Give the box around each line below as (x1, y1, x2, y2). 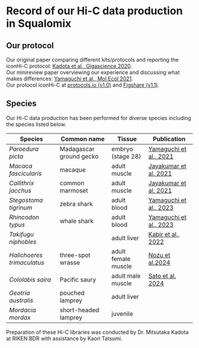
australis (9, 296, 34, 304)
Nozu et (148, 251, 171, 259)
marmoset (59, 186, 88, 194)
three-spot (59, 251, 91, 259)
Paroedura (9, 144, 39, 153)
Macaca (9, 162, 33, 170)
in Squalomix (6, 17, 72, 30)
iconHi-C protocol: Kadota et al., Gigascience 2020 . (6, 62, 132, 69)
